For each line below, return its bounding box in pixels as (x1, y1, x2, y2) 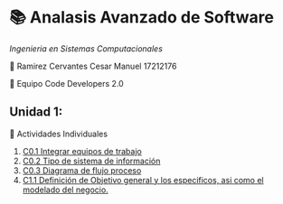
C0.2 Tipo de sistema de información (22, 155, 161, 166)
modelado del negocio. (22, 184, 108, 195)
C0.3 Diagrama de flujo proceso (22, 164, 142, 176)
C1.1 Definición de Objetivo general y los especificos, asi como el (22, 174, 264, 185)
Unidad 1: (9, 105, 63, 120)
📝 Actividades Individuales (9, 128, 108, 139)
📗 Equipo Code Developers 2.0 (9, 78, 124, 88)
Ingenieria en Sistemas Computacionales (9, 42, 163, 54)
